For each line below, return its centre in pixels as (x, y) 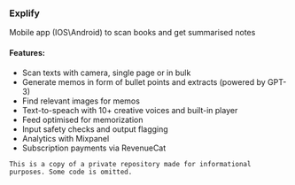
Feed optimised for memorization (82, 119)
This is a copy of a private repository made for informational (130, 164)
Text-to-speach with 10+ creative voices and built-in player (130, 110)
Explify (24, 13)
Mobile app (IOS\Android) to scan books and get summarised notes (132, 33)
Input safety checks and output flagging (95, 129)
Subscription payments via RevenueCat (94, 148)
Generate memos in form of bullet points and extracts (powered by (144, 81)
